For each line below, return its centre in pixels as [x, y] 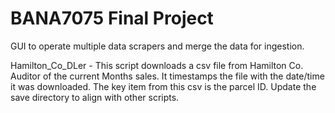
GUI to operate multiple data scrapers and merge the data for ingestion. [157, 46]
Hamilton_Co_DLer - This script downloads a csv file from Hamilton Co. [157, 65]
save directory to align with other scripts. [95, 97]
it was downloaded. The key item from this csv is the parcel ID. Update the [163, 86]
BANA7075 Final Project [112, 18]
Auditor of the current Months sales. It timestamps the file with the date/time [167, 76]
